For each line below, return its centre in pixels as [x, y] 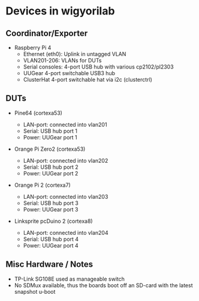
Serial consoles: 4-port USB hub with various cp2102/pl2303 [99, 67]
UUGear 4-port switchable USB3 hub [69, 73]
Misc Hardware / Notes [49, 265]
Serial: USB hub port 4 [51, 239]
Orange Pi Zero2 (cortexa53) [50, 149]
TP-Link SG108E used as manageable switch [70, 279]
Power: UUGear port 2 [51, 173]
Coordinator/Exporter [47, 33]
